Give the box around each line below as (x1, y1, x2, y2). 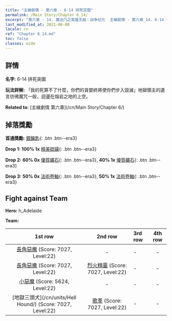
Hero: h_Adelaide (5, 207, 42, 214)
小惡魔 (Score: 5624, (18, 278, 70, 285)
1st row (35, 233, 54, 240)
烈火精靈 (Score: (87, 262, 127, 269)
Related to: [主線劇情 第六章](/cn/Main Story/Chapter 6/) (5, 104, 124, 110)
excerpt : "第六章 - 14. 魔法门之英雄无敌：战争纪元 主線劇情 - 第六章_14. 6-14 (5, 17, 164, 22)
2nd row (96, 233, 118, 240)
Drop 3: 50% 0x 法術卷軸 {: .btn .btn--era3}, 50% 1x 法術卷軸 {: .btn (5, 173, 147, 180)
